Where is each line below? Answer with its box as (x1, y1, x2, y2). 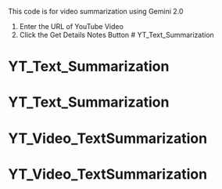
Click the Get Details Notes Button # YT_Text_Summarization (19, 31, 215, 39)
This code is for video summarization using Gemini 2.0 (8, 7, 184, 16)
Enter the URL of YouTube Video (19, 22, 124, 31)
